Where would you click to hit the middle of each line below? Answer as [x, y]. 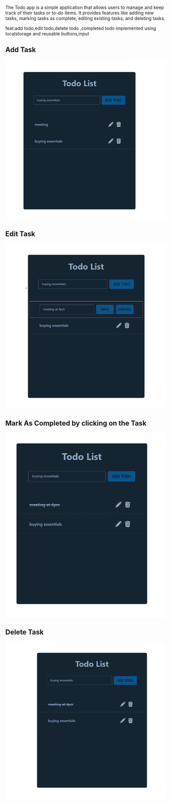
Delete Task [25, 632]
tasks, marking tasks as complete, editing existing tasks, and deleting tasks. [85, 18]
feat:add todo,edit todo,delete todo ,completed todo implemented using [81, 28]
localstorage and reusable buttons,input [47, 34]
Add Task [21, 50]
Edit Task [20, 234]
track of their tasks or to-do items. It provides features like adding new [80, 13]
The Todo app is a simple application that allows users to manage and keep [85, 7]
